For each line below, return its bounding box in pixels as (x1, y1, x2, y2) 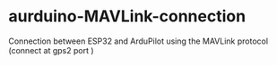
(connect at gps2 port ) (8, 45, 95, 55)
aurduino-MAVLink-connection (8, 6, 247, 27)
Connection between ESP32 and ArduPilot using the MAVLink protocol (8, 36, 269, 46)
